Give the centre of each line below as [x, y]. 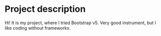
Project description [45, 9]
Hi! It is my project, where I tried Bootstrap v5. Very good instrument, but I [80, 23]
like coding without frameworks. [38, 28]
